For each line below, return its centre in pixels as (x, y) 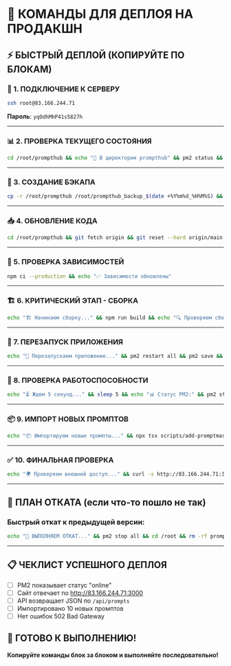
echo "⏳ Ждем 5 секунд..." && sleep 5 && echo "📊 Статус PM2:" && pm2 (112, 395)
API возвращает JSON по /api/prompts (73, 601)
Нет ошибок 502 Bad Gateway (61, 616)
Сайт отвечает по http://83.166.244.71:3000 (80, 593)
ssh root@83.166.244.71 (41, 103)
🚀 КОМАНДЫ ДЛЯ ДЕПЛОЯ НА (100, 14)
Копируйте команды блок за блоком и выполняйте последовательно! (113, 655)
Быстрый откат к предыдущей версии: (76, 522)
